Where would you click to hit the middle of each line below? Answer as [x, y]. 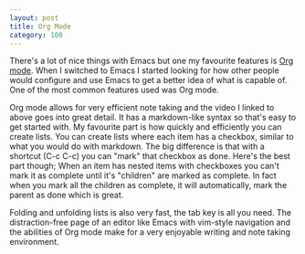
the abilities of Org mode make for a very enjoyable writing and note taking [150, 232]
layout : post [34, 18]
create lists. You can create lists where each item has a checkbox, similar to [152, 137]
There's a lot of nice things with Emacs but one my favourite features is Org [152, 61]
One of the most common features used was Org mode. [114, 90]
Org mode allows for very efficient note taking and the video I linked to [142, 108]
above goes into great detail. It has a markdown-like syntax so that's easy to [153, 117]
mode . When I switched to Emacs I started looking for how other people [145, 70]
